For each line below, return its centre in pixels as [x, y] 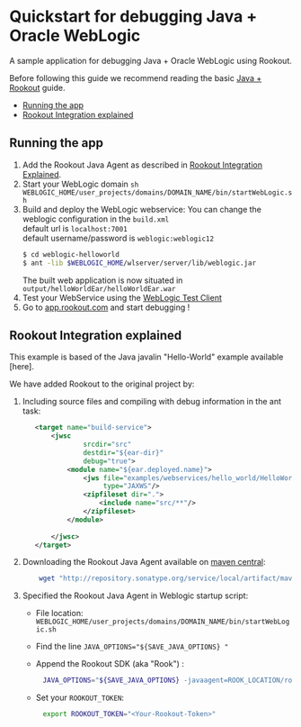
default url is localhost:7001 [75, 228]
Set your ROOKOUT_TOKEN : [80, 698]
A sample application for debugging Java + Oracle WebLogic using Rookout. [150, 60]
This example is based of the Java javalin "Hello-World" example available [146, 357]
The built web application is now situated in [102, 280]
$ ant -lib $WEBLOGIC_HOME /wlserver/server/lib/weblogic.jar [139, 263]
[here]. [22, 367]
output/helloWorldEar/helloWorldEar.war [99, 289]
